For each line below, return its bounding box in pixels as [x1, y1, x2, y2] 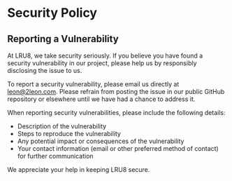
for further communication [17, 152, 94, 160]
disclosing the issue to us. [7, 67, 82, 74]
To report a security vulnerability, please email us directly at [7, 80, 180, 88]
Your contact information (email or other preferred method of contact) [17, 145, 219, 152]
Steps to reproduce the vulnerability [17, 130, 121, 138]
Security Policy [7, 5, 98, 21]
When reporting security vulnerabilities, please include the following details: [7, 109, 226, 116]
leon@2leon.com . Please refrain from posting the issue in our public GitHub [7, 88, 225, 95]
